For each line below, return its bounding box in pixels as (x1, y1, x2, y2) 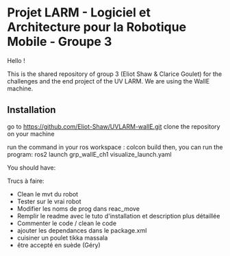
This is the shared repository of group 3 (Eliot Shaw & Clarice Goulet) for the (7, 70, 222, 78)
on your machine (7, 129, 55, 138)
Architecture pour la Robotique (7, 19, 187, 35)
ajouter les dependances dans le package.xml (16, 226, 147, 234)
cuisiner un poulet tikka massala (16, 233, 108, 242)
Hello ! (7, 56, 25, 64)
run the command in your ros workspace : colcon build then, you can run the (7, 142, 223, 151)
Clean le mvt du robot (16, 190, 79, 198)
